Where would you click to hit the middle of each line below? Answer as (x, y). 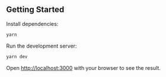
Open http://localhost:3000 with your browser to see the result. (84, 68)
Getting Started (35, 10)
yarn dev (17, 56)
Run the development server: (41, 46)
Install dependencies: (32, 24)
